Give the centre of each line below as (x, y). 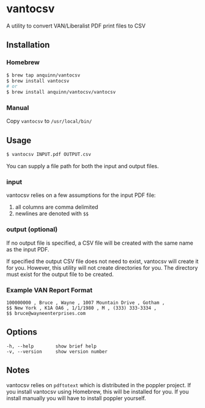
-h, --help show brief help (52, 346)
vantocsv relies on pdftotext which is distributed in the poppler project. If (99, 385)
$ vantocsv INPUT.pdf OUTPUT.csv (49, 155)
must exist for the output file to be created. (60, 274)
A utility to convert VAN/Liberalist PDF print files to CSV (76, 26)
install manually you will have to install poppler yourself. (76, 398)
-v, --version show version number (57, 351)
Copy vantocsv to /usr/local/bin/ (49, 121)
